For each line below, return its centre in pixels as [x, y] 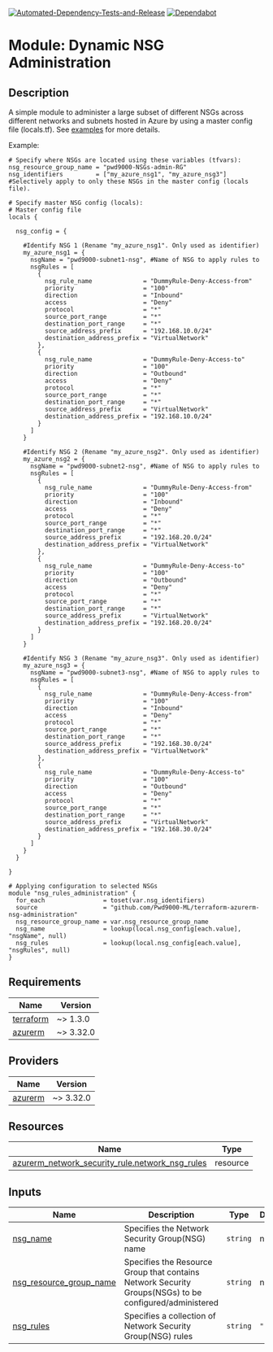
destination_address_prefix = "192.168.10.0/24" [128, 417]
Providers [34, 1061]
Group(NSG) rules [158, 1337]
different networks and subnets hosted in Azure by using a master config [131, 121]
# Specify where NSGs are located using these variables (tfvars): [125, 160]
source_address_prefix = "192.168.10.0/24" [128, 331]
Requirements [45, 982]
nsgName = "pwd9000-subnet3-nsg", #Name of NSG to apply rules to [145, 673]
